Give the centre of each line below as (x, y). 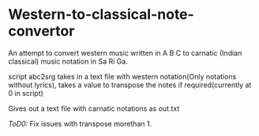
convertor (41, 31)
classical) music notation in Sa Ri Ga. (68, 61)
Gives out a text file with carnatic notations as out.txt (94, 108)
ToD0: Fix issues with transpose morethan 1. (80, 123)
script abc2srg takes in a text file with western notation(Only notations (122, 76)
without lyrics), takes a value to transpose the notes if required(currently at (130, 85)
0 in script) (26, 93)
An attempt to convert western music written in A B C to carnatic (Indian (125, 53)
